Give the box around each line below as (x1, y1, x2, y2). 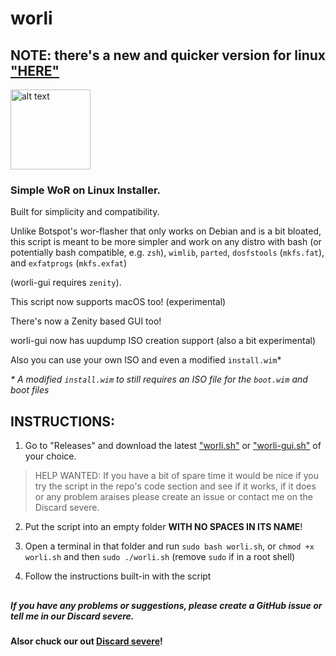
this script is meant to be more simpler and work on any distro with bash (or (10, 236, 322, 248)
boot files (10, 384, 50, 396)
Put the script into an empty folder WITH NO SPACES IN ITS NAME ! (24, 521, 303, 533)
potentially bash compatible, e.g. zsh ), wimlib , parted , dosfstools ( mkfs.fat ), (10, 247, 325, 259)
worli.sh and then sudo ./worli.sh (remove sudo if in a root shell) (24, 551, 296, 563)
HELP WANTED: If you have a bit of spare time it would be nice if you (34, 470, 319, 482)
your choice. (24, 450, 77, 462)
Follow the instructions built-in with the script (24, 570, 212, 582)
